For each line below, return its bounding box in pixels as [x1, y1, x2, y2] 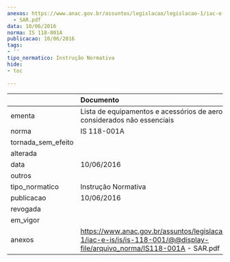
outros [10, 171, 32, 181]
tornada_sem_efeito [10, 137, 74, 147]
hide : [7, 61, 23, 68]
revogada [10, 205, 41, 214]
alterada [10, 148, 38, 158]
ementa [10, 111, 36, 120]
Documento [80, 95, 120, 105]
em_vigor [10, 215, 40, 225]
